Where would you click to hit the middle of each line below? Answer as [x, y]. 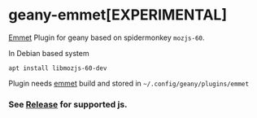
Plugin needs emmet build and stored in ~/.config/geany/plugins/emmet [129, 83]
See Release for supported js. [68, 104]
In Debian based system [49, 53]
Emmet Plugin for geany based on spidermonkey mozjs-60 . [107, 37]
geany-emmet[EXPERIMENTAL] [118, 15]
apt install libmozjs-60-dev [58, 68]
